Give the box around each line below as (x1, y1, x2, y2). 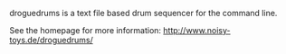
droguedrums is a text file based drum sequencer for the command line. (9, 8, 278, 18)
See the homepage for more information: (9, 25, 161, 35)
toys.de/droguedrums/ (9, 35, 93, 45)
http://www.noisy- (162, 25, 231, 35)
